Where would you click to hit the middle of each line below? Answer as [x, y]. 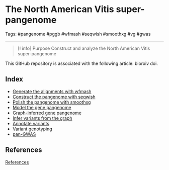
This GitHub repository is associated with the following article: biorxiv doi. [82, 63]
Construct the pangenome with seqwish [54, 97]
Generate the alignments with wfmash [52, 91]
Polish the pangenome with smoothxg [52, 102]
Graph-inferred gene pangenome [47, 113]
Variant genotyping [32, 129]
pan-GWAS [24, 134]
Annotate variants [31, 123]
